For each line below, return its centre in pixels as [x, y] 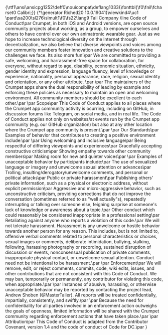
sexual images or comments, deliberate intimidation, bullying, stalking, [78, 242]
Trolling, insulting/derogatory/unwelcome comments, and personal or [77, 172]
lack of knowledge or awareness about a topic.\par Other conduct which [80, 210]
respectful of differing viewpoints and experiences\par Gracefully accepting [83, 146]
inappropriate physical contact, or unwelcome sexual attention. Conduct [80, 258]
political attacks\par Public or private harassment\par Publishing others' [79, 178]
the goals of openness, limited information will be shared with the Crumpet [82, 311]
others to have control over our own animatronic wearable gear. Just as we [82, 34]
